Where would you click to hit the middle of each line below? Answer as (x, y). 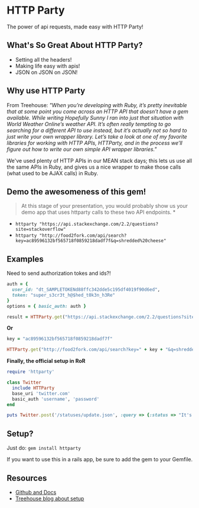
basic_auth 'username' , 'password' (56, 399)
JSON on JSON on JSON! (46, 72)
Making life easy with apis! (48, 66)
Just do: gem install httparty (44, 448)
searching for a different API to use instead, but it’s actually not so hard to (97, 130)
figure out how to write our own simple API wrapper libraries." (82, 149)
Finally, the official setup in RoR (46, 361)
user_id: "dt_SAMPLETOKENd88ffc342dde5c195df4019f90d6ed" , (86, 290)
